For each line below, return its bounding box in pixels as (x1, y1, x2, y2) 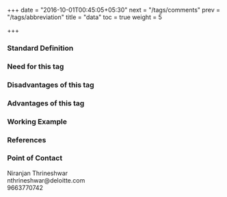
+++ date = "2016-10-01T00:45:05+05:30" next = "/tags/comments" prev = (7, 6, 221, 14)
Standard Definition (7, 43, 74, 53)
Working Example (7, 116, 67, 126)
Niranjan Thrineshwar (7, 169, 68, 177)
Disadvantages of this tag (7, 80, 94, 90)
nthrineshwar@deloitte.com (7, 176, 85, 184)
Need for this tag (7, 62, 64, 71)
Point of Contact (7, 153, 63, 163)
